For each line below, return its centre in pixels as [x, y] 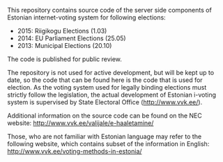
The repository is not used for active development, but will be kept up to [111, 73]
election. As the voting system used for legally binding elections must [107, 87]
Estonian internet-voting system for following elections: [86, 17]
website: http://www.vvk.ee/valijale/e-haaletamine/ [80, 123]
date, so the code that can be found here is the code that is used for [105, 80]
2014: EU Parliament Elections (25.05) [72, 38]
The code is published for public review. [64, 59]
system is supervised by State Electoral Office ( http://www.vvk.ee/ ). [105, 102]
